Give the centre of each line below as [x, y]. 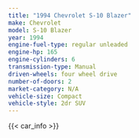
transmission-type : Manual [52, 67]
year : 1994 [26, 37]
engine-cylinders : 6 [42, 60]
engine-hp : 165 [33, 52]
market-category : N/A [44, 89]
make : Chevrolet [35, 23]
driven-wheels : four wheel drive [63, 74]
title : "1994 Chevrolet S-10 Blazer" [70, 15]
